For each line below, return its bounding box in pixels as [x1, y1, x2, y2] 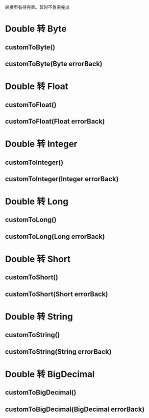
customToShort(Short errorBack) [5, 290, 108, 298]
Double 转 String [5, 311, 73, 322]
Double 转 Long [5, 196, 69, 207]
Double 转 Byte [5, 24, 67, 34]
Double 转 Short [5, 254, 71, 265]
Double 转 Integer [5, 139, 77, 149]
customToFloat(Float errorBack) [5, 117, 105, 125]
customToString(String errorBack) [5, 347, 112, 356]
